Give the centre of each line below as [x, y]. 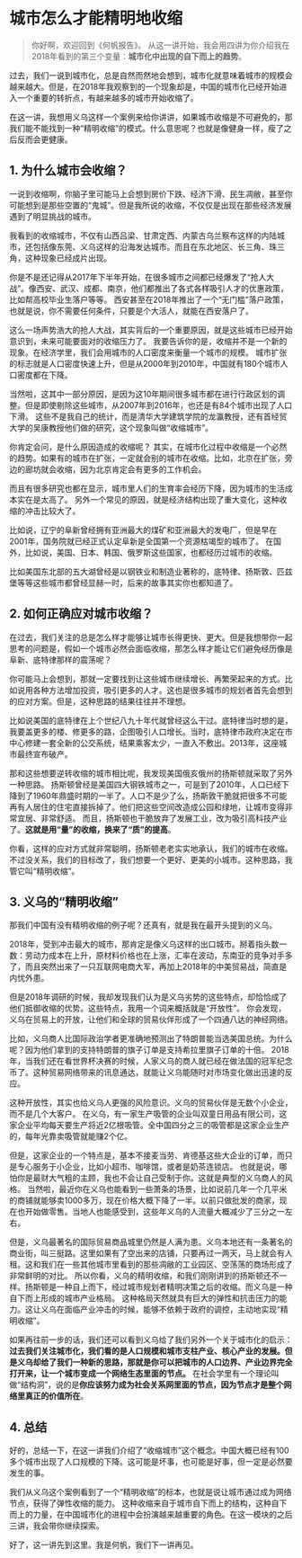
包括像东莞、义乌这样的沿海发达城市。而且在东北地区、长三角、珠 [155, 246]
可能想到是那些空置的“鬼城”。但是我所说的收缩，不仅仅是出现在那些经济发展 [151, 205]
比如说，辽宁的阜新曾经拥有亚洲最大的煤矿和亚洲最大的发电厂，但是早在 [143, 530]
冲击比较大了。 [53, 511]
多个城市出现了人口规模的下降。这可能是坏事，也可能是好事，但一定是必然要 [151, 1462]
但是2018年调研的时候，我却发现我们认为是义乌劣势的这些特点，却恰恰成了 [148, 997]
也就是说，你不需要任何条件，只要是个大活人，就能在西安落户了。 [131, 310]
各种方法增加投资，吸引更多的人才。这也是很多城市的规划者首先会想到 [163, 690]
